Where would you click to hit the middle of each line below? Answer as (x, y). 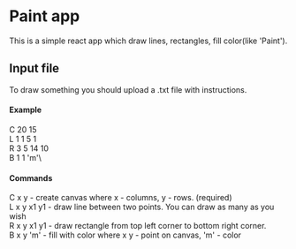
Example (26, 110)
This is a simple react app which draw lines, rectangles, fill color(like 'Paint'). (148, 41)
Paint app (45, 16)
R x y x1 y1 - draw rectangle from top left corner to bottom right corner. (138, 226)
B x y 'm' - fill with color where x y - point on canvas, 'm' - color (125, 235)
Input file (34, 68)
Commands (31, 177)
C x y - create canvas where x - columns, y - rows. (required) (121, 198)
